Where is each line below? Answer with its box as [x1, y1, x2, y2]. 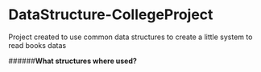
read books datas [8, 40, 67, 50]
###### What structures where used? [8, 56, 137, 66]
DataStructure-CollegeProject [8, 6, 213, 24]
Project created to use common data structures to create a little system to [8, 32, 253, 42]
